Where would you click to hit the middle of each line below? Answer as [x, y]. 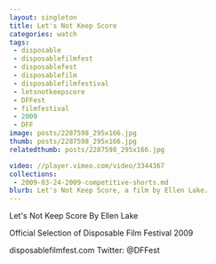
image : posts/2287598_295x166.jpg [73, 133]
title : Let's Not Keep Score [63, 26]
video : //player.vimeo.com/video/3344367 [87, 165]
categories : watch [43, 34]
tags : [19, 42]
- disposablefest [45, 68]
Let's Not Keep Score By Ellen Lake [74, 216]
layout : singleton [43, 17]
